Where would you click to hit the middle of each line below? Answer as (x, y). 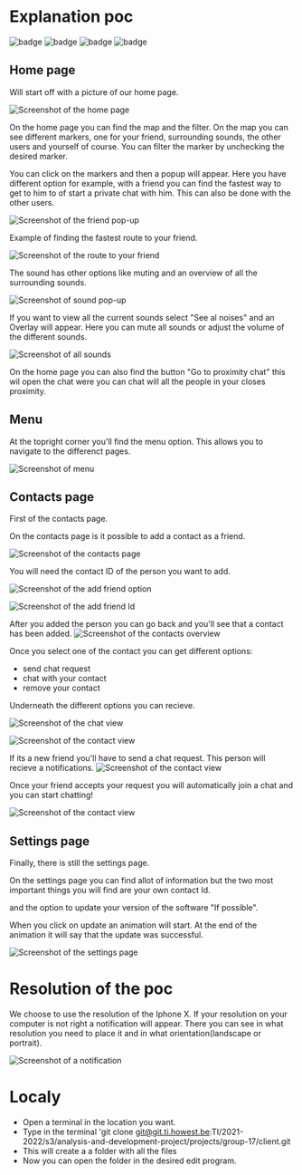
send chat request (56, 669)
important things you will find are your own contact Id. (110, 891)
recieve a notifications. (52, 768)
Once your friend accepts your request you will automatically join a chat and (151, 785)
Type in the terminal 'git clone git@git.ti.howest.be (116, 1132)
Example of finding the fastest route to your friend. (104, 237)
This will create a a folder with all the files (99, 1151)
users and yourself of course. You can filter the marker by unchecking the (147, 146)
